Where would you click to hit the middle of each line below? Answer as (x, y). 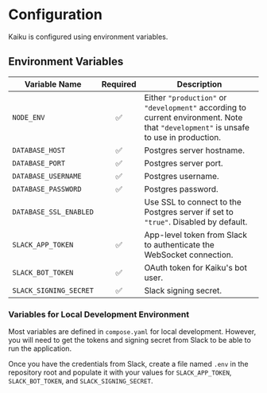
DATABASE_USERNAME (47, 176)
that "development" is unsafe (197, 127)
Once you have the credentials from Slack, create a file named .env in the (128, 364)
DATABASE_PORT (39, 163)
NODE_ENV (29, 117)
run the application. (40, 348)
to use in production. (182, 137)
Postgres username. (182, 176)
